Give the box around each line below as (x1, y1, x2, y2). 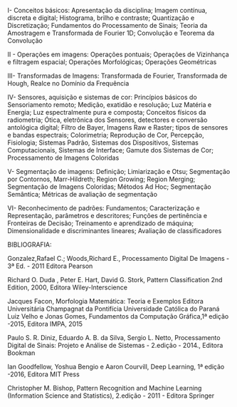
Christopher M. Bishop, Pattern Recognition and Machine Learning (7, 384, 202, 392)
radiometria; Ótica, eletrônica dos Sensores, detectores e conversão (7, 115, 208, 124)
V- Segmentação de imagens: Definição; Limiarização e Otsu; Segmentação (7, 168, 231, 175)
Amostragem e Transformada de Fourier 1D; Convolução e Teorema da (7, 29, 215, 37)
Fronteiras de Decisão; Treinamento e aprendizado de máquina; (7, 219, 194, 227)
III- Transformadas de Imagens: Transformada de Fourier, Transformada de (7, 71, 228, 80)
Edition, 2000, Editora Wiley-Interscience (7, 283, 128, 292)
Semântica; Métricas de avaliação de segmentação (7, 190, 158, 198)
